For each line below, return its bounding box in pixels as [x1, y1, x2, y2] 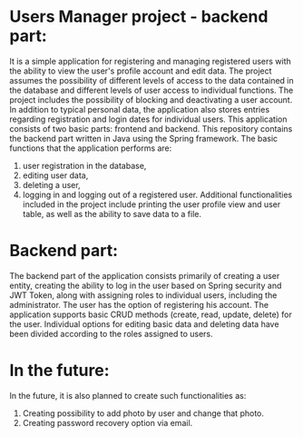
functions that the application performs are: [9, 143, 172, 154]
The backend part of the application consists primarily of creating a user [9, 270, 280, 281]
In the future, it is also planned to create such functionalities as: [9, 390, 247, 401]
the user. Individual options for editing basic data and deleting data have [9, 318, 279, 329]
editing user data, [22, 170, 89, 181]
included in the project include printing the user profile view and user [22, 198, 281, 210]
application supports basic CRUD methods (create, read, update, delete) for [9, 309, 292, 320]
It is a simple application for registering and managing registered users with [9, 55, 292, 66]
